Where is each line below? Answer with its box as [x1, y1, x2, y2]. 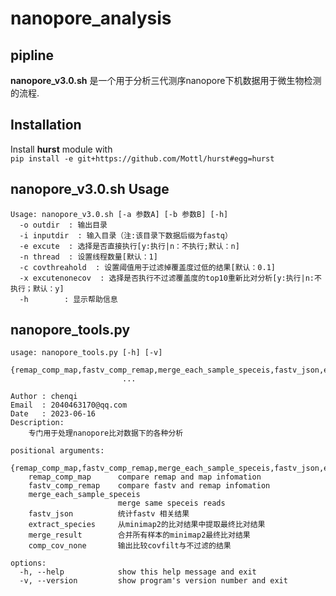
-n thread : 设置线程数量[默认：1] [19, 252, 158, 262]
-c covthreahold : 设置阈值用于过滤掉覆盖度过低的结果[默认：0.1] [19, 262, 276, 272]
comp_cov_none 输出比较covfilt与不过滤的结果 [28, 541, 232, 551]
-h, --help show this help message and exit [19, 567, 257, 577]
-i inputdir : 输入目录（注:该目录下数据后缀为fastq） [19, 230, 233, 241]
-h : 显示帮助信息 [19, 294, 118, 304]
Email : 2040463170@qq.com [10, 400, 128, 411]
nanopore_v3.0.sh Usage [10, 181, 170, 198]
